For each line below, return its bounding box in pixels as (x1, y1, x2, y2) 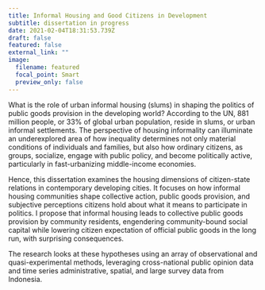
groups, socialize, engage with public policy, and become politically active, (8, 150, 252, 160)
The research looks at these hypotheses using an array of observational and (8, 249, 258, 258)
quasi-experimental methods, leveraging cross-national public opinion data (8, 257, 254, 267)
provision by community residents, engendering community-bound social (8, 216, 248, 226)
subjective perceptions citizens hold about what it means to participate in (8, 199, 248, 209)
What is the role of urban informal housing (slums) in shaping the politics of (8, 100, 255, 110)
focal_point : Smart (15, 71, 80, 79)
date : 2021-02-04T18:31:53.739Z (8, 26, 115, 34)
